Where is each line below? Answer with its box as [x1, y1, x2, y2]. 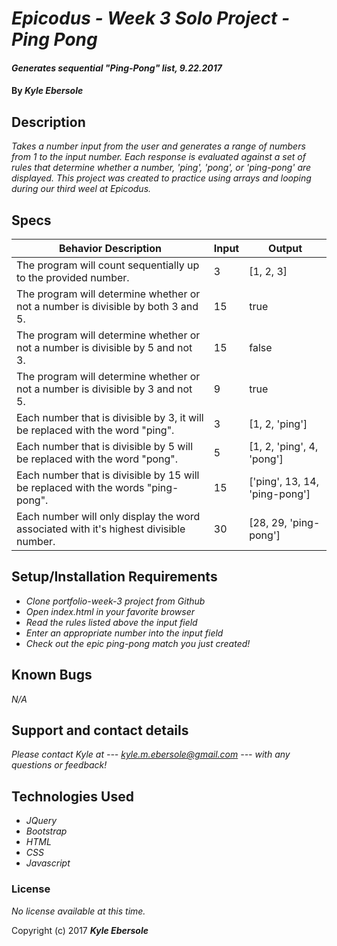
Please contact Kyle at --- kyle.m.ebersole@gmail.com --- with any [11, 748, 291, 761]
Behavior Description [58, 242, 162, 255]
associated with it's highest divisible [16, 522, 186, 536]
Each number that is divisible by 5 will [16, 440, 194, 453]
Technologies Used [11, 788, 134, 805]
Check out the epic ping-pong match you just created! [25, 637, 251, 649]
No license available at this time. [11, 905, 146, 917]
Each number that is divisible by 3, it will [16, 411, 204, 424]
